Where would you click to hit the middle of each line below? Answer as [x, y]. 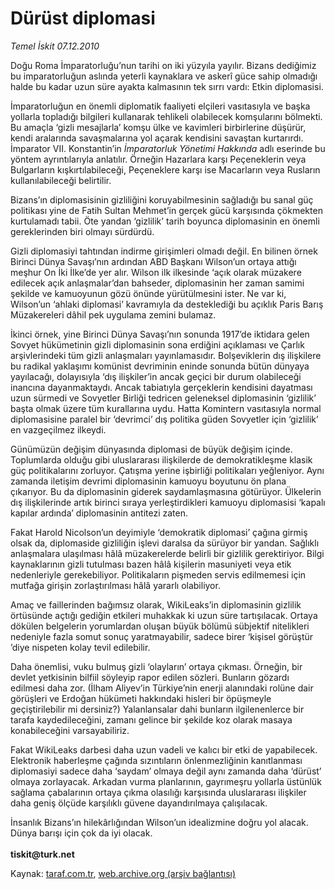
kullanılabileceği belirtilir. [61, 180]
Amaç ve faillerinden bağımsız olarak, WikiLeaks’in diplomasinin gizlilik [156, 604]
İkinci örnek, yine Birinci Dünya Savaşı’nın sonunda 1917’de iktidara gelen [160, 334]
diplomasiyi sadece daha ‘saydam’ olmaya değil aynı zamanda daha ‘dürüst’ [166, 771]
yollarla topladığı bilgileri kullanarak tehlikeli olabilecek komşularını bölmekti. [166, 116]
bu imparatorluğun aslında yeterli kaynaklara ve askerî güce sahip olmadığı [164, 76]
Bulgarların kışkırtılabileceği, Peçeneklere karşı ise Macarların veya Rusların [165, 169]
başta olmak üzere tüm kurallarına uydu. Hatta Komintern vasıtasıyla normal [166, 408]
